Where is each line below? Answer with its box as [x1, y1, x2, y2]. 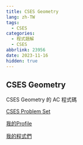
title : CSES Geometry [6, 8, 59, 15]
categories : [6, 31, 35, 37]
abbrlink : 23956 [6, 47, 46, 53]
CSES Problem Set [6, 108, 51, 115]
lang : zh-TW [6, 14, 35, 20]
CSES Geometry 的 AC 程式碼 [6, 96, 77, 103]
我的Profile [6, 120, 32, 127]
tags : [6, 19, 19, 25]
